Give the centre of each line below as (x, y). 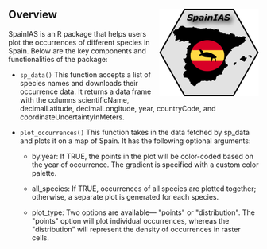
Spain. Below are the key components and (77, 51)
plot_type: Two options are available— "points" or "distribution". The (143, 212)
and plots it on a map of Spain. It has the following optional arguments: (135, 141)
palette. (44, 173)
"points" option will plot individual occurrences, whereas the (130, 220)
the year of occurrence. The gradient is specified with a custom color (145, 165)
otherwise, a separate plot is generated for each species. (125, 196)
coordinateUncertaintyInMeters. (72, 117)
